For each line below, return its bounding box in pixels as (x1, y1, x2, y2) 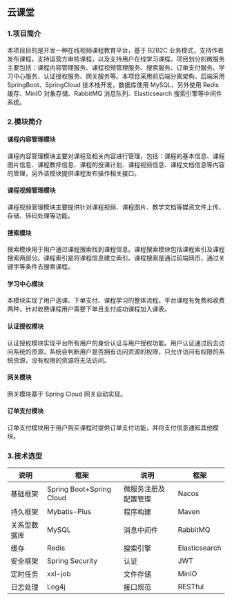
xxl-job (47, 569, 71, 579)
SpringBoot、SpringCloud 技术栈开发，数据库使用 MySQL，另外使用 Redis (7, 80, 220, 88)
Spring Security (47, 556, 98, 566)
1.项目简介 (7, 29, 41, 39)
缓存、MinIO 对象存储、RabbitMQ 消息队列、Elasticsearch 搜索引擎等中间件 (7, 89, 222, 97)
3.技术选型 (7, 451, 43, 461)
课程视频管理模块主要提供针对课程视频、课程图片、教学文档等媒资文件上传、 (7, 203, 225, 211)
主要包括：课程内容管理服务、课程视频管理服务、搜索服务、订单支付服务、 (7, 63, 219, 71)
